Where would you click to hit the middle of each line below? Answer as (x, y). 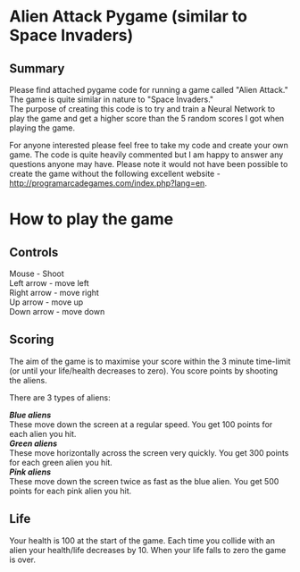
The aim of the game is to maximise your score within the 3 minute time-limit (150, 361)
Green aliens (33, 443)
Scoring (32, 340)
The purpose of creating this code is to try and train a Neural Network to (142, 109)
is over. (23, 559)
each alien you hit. (43, 433)
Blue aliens (30, 415)
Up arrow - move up (46, 302)
